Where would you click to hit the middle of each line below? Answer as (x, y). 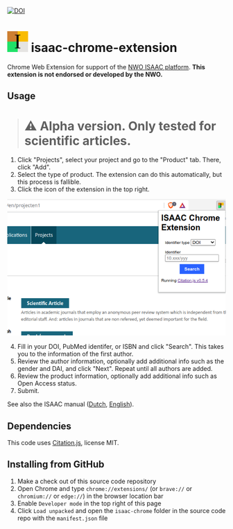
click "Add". (34, 167)
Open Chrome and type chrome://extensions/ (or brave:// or (105, 488)
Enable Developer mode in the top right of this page (89, 503)
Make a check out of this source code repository (87, 481)
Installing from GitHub (56, 465)
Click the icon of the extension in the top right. (84, 189)
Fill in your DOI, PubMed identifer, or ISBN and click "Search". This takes (120, 347)
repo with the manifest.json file (62, 518)
